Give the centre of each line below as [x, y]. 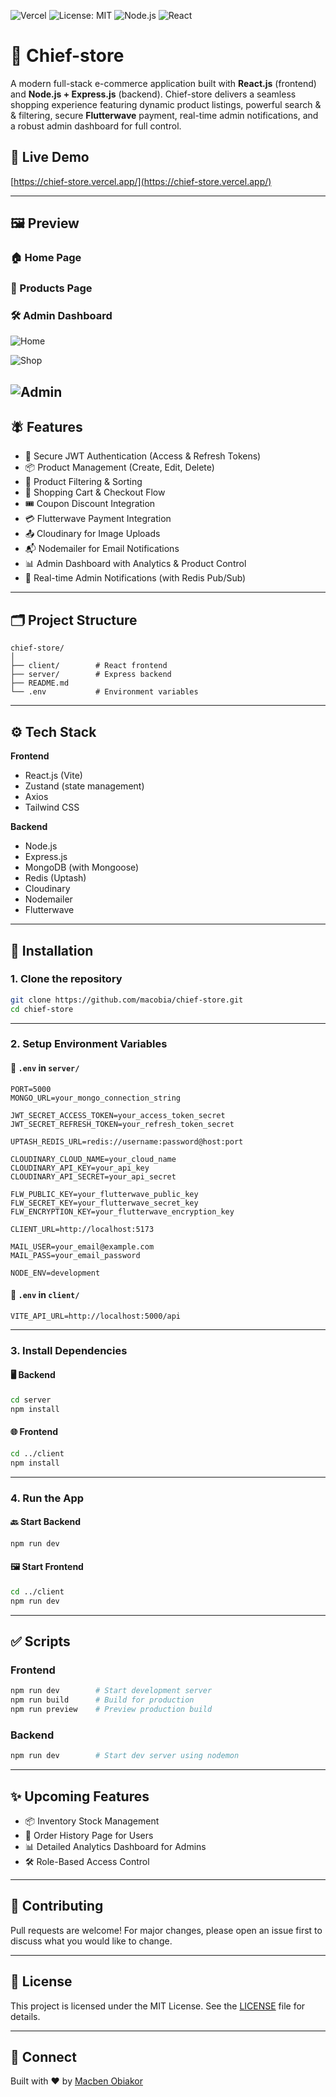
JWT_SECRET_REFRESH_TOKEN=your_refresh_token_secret [122, 1124]
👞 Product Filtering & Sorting [83, 482]
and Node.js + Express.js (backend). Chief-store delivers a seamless [153, 94]
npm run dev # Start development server [111, 1691]
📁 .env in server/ [45, 1068]
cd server [31, 1400]
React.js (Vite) [53, 776]
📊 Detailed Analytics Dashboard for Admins [115, 1846]
